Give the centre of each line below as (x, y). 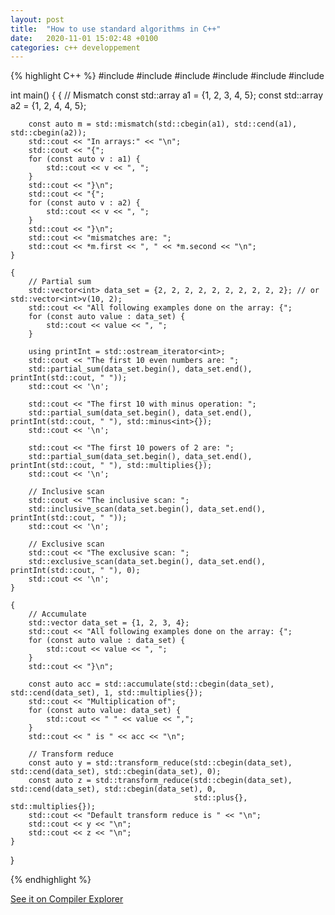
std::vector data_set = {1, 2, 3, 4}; (109, 623)
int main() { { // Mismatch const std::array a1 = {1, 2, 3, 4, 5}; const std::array (167, 95)
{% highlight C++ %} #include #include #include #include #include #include (167, 76)
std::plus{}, (220, 798)
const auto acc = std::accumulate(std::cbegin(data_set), (151, 684)
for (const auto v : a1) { (84, 159)
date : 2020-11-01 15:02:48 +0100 (84, 38)
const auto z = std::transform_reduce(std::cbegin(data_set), (160, 781)
